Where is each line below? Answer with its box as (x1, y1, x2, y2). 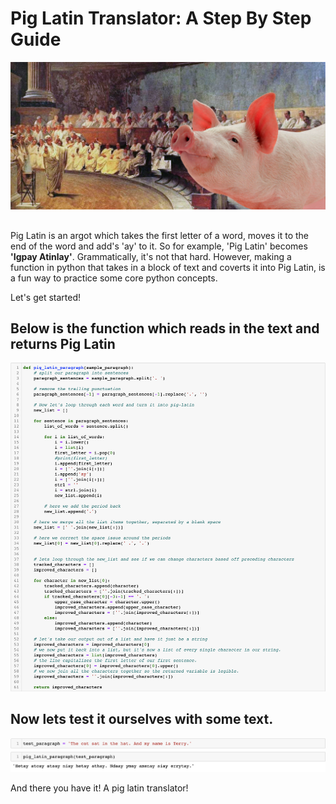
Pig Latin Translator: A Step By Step (10, 7, 312, 30)
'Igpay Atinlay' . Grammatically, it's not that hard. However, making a (10, 250, 292, 262)
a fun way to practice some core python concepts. (10, 272, 218, 284)
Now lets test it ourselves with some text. (10, 711, 274, 728)
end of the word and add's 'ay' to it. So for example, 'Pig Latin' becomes (10, 240, 308, 252)
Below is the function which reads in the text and (10, 320, 320, 337)
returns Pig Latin (10, 335, 116, 352)
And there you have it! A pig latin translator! (10, 782, 189, 794)
